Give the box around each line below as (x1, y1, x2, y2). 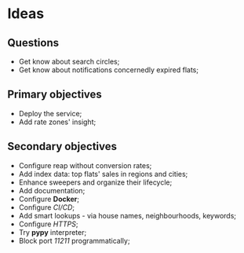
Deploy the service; (18, 108, 82, 118)
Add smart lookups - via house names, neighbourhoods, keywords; (18, 211, 237, 220)
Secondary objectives (7, 140, 118, 153)
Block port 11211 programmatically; (18, 236, 130, 245)
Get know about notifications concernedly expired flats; (18, 65, 199, 75)
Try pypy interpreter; (18, 227, 87, 236)
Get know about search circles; (18, 57, 120, 66)
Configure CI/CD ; (18, 202, 75, 212)
